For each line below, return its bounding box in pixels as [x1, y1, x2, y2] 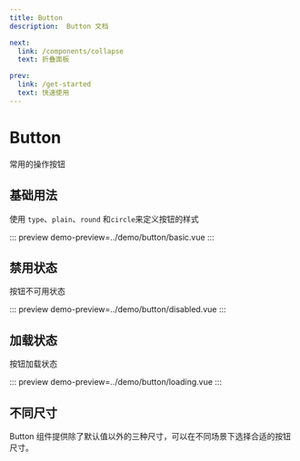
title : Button [9, 13, 64, 23]
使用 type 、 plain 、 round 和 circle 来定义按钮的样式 [9, 213, 200, 224]
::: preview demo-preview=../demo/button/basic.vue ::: [9, 231, 215, 242]
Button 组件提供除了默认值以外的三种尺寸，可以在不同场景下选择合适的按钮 [9, 430, 292, 441]
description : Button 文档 [9, 22, 109, 31]
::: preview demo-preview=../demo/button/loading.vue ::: [9, 377, 223, 387]
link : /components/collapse [17, 46, 125, 55]
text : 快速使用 [17, 88, 70, 97]
